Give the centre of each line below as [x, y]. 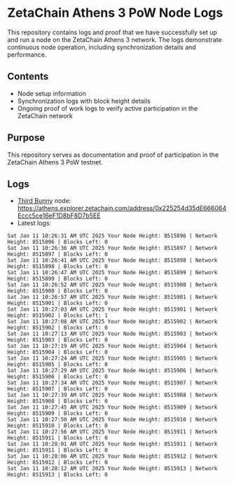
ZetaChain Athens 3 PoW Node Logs [115, 13]
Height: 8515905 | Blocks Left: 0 [58, 365]
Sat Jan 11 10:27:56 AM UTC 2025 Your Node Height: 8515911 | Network [112, 432]
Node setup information [51, 93]
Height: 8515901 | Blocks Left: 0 [58, 303]
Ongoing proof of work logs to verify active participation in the [108, 108]
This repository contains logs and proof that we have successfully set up [112, 32]
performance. [27, 55]
